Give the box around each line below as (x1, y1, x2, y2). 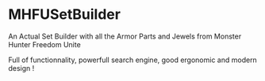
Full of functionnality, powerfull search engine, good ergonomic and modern (8, 55, 258, 64)
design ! (8, 63, 35, 72)
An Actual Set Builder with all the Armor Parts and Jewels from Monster (8, 31, 242, 41)
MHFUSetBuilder (8, 6, 121, 24)
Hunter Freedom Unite (8, 39, 81, 49)
